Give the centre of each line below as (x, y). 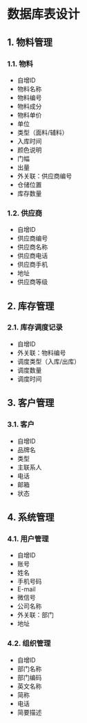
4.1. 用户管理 (28, 538)
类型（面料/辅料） (42, 132)
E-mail (26, 589)
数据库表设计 (44, 14)
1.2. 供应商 (25, 213)
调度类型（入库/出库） (49, 361)
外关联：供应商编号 (45, 176)
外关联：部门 (35, 615)
